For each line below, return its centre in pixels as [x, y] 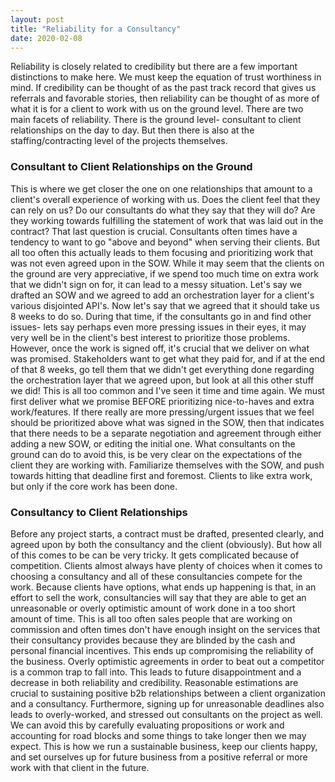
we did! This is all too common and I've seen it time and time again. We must [167, 390]
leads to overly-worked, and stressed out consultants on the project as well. [166, 714]
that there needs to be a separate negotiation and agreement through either [166, 433]
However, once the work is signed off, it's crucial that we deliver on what [160, 348]
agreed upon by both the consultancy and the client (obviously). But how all [166, 544]
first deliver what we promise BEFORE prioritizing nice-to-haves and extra [162, 401]
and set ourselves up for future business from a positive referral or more [159, 757]
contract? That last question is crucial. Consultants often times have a [154, 231]
